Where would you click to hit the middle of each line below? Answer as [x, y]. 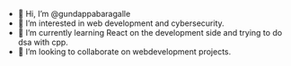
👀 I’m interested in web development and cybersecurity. [121, 23]
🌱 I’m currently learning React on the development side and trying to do [150, 33]
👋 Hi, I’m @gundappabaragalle [74, 14]
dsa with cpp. [43, 42]
